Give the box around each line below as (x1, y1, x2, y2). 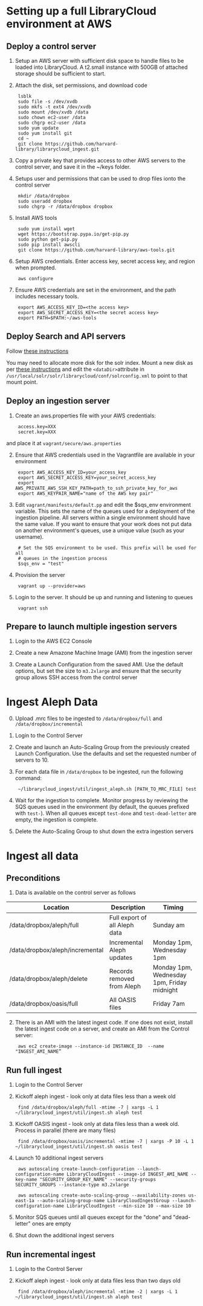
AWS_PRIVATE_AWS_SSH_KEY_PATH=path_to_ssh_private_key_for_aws (14, 485, 178, 491)
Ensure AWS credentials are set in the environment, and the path (14, 286, 176, 294)
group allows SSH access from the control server (14, 674, 138, 681)
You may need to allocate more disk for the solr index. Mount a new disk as (6, 359, 193, 366)
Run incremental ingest (6, 1249, 95, 1259)
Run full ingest (6, 1065, 62, 1075)
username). (14, 533, 44, 540)
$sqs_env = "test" (18, 561, 65, 567)
